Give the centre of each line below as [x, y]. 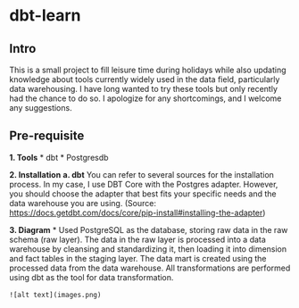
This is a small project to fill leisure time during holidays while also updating [148, 70]
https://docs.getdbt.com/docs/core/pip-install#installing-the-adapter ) [137, 212]
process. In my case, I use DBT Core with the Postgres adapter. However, [144, 184]
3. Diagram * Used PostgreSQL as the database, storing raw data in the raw [149, 229]
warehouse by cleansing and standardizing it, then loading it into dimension [148, 249]
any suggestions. [41, 108]
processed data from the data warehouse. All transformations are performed [150, 268]
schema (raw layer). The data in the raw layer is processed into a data [137, 239]
